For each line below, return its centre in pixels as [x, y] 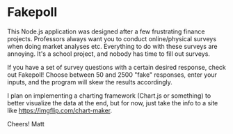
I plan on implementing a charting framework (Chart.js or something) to [109, 96]
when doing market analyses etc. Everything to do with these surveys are [112, 46]
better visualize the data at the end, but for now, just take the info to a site [113, 103]
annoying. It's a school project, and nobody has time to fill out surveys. [109, 54]
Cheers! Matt [26, 124]
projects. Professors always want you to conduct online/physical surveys [112, 38]
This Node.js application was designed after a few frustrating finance [106, 31]
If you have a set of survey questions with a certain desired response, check [116, 67]
